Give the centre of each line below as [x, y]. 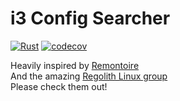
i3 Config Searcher [90, 18]
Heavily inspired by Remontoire [75, 65]
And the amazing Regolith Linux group [89, 76]
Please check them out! [59, 86]
